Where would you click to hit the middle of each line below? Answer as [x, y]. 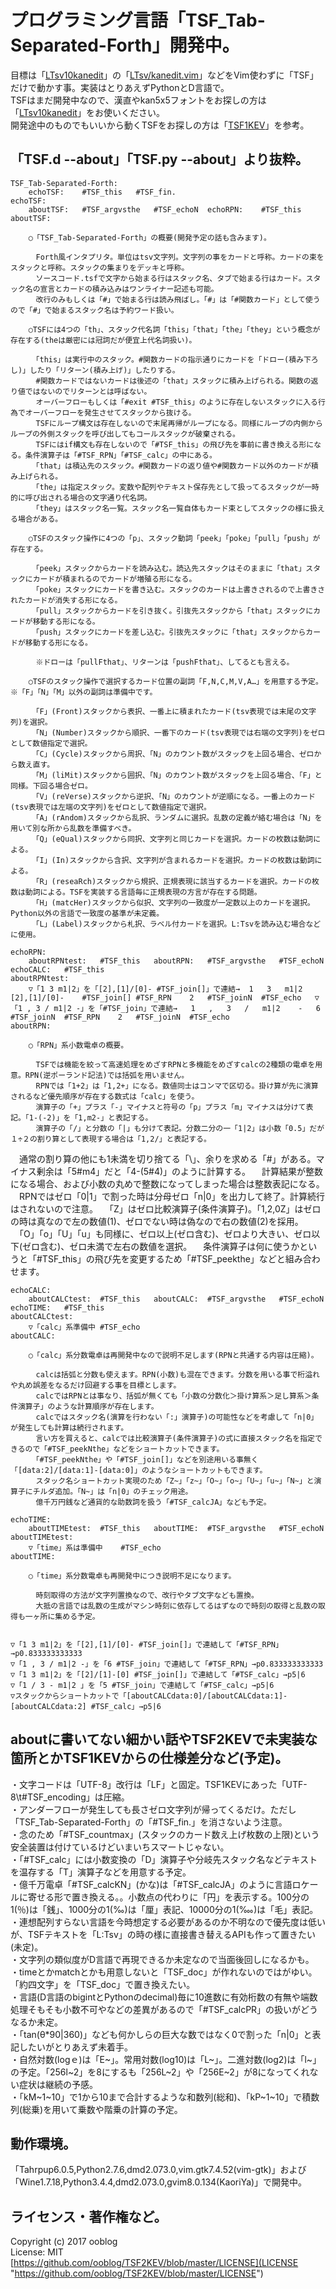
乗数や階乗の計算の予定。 [130, 2109]
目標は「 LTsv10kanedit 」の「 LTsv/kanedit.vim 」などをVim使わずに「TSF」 [164, 75]
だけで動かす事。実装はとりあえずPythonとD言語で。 [120, 87]
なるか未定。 [36, 2022]
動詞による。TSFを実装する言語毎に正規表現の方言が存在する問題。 [143, 892]
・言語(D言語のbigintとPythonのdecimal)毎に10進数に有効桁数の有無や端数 [164, 1997]
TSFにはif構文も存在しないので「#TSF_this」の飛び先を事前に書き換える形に [175, 444]
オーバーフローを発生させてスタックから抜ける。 [110, 412]
